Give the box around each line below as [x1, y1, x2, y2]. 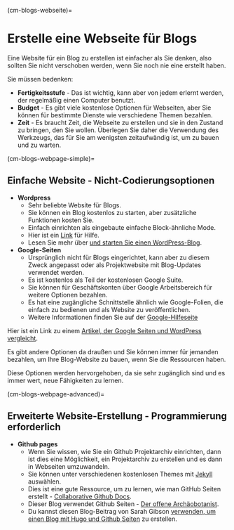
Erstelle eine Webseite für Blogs [7, 31, 198, 46]
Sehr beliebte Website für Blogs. [27, 200, 121, 209]
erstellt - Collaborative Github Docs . [27, 492, 132, 500]
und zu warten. [17, 141, 62, 149]
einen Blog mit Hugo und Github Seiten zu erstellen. [27, 515, 177, 523]
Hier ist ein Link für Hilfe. [27, 231, 99, 239]
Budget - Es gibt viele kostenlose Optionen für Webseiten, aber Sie [17, 103, 212, 112]
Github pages [17, 439, 58, 448]
